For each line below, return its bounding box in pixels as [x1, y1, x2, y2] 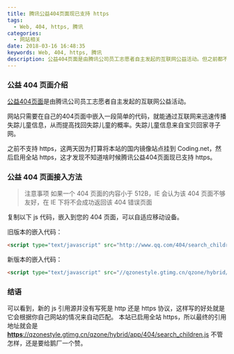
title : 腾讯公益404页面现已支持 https [7, 10, 109, 17]
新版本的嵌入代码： [7, 256, 63, 264]
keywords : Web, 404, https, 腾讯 [7, 50, 102, 57]
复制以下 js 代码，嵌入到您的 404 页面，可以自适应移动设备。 [7, 213, 183, 221]
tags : [7, 17, 23, 24]
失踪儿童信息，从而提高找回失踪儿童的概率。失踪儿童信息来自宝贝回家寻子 [7, 121, 221, 129]
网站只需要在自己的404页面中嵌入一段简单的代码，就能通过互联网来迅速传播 [7, 112, 226, 121]
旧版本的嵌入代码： [7, 228, 63, 236]
